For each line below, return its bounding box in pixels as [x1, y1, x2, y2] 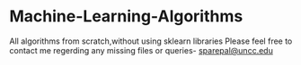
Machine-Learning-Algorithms [9, 6, 243, 27]
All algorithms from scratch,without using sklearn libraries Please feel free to [9, 36, 293, 46]
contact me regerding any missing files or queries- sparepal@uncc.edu [9, 45, 274, 55]
